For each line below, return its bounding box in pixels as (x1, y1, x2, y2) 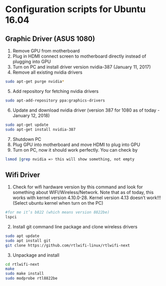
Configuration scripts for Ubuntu (5, 4, 146, 15)
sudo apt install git (5, 238, 51, 243)
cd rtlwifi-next (5, 262, 39, 267)
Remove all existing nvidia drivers (12, 69, 82, 75)
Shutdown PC (12, 136, 41, 142)
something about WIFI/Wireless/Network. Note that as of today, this (12, 189, 154, 196)
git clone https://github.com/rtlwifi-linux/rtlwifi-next (5, 243, 130, 248)
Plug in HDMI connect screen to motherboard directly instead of (12, 53, 147, 59)
